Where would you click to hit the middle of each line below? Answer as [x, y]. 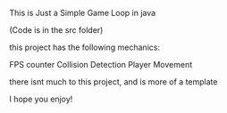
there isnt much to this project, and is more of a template [113, 82]
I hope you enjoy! [41, 99]
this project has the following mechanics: [85, 47]
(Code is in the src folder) [56, 30]
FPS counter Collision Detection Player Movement [101, 65]
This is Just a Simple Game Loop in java [83, 13]
